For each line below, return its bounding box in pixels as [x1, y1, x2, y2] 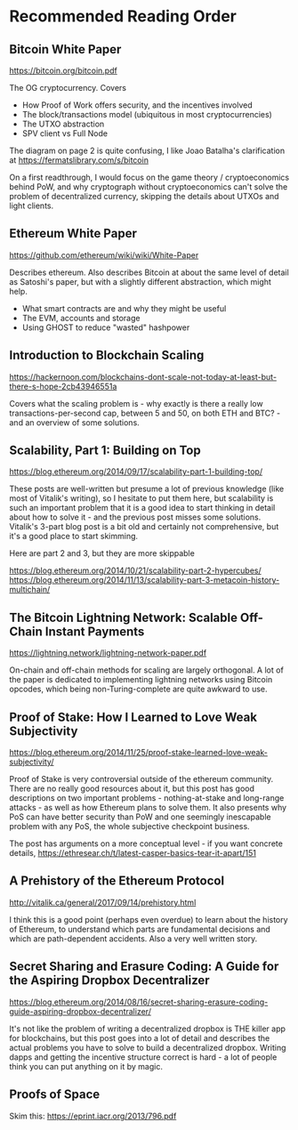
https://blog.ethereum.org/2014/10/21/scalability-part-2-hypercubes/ [9, 565, 262, 576]
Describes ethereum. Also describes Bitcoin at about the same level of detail [9, 267, 289, 278]
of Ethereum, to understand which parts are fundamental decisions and [9, 924, 271, 934]
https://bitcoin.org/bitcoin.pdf [9, 65, 117, 76]
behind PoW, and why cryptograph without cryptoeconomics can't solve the [9, 182, 288, 192]
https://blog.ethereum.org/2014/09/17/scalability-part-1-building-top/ [9, 466, 263, 477]
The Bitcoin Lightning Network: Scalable [9, 609, 238, 625]
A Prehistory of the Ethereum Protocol [9, 874, 225, 889]
